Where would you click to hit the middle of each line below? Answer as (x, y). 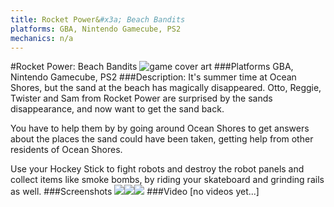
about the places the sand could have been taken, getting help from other (162, 139)
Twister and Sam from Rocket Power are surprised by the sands (141, 98)
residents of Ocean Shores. (66, 150)
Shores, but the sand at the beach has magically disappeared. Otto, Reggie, (166, 88)
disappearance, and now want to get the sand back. (117, 109)
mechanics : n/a (42, 38)
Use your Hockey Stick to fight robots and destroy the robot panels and (157, 169)
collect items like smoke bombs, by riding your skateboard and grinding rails (167, 180)
